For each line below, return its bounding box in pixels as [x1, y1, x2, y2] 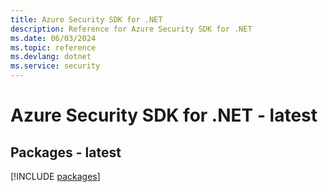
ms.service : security [10, 61, 101, 71]
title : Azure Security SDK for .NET [10, 14, 163, 25]
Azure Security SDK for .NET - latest [10, 104, 318, 127]
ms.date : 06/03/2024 [10, 33, 97, 43]
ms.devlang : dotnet [10, 52, 92, 62]
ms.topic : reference [10, 42, 97, 53]
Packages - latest [10, 144, 122, 161]
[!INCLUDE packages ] [10, 171, 101, 182]
